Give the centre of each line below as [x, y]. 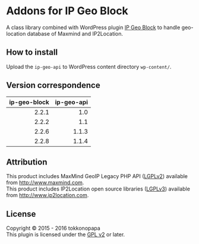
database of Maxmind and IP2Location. [75, 33]
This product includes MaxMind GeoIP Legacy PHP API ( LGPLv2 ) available [97, 176]
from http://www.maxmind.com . [45, 183]
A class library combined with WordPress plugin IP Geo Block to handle [93, 27]
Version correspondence [53, 85]
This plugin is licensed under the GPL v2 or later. [66, 235]
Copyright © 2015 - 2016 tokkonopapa [53, 228]
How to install [32, 53]
